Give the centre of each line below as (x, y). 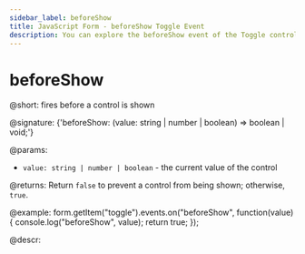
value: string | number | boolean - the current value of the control (150, 168)
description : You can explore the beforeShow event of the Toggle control (154, 35)
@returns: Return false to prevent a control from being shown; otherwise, (148, 185)
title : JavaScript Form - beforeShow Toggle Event (107, 26)
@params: (29, 150)
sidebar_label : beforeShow (60, 18)
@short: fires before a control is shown (82, 105)
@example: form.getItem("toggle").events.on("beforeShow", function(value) (152, 213)
